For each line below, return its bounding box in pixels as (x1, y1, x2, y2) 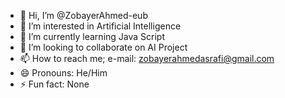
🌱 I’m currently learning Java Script (19, 31, 165, 42)
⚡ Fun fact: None (19, 78, 90, 90)
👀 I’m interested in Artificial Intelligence (19, 20, 182, 32)
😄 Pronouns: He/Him (19, 67, 108, 79)
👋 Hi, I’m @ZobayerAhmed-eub (19, 10, 148, 21)
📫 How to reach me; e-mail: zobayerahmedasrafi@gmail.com (19, 53, 275, 64)
